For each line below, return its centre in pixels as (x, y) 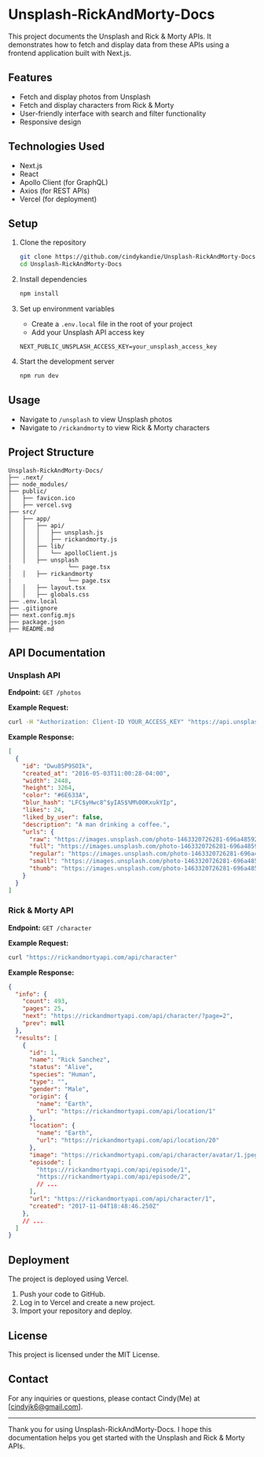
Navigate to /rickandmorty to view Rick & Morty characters (115, 427)
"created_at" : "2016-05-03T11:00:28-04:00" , (96, 773)
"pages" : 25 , (44, 1009)
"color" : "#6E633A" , (56, 795)
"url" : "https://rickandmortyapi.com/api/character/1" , (122, 1199)
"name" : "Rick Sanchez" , (70, 1060)
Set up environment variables (67, 309)
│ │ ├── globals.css (49, 594)
